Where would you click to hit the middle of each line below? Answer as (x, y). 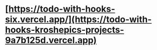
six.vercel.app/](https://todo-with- (78, 19)
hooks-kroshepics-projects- (65, 30)
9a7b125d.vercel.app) (51, 40)
